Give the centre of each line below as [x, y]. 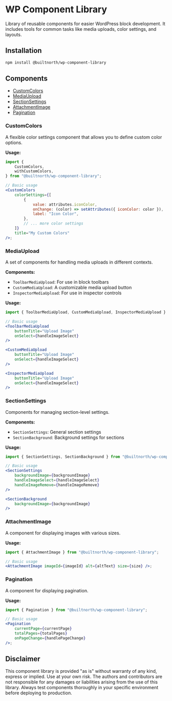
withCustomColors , [34, 171]
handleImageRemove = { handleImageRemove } [57, 485]
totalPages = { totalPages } [41, 634]
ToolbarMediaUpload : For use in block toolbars [61, 282]
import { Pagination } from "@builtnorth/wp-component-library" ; [76, 610]
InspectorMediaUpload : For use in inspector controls [67, 293]
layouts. [14, 34]
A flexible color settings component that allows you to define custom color [84, 137]
